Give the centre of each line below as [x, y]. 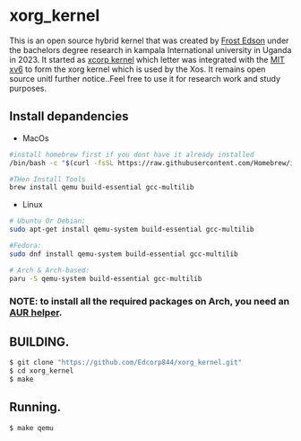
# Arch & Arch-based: [50, 270]
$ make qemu [31, 428]
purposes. [28, 88]
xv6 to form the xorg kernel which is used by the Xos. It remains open [138, 69]
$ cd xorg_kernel [42, 371]
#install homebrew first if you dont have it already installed [132, 154]
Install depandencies [69, 116]
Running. [35, 407]
